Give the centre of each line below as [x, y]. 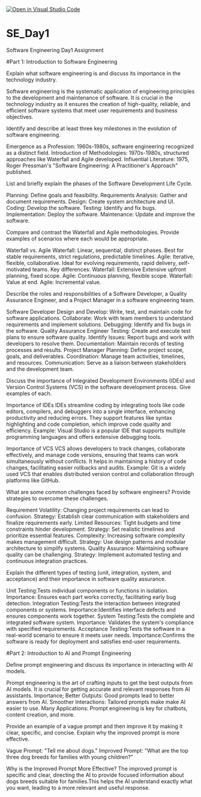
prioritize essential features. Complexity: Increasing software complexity [96, 535]
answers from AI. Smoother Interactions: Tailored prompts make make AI [96, 702]
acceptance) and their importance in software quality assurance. [86, 579]
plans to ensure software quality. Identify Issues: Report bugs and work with [100, 337]
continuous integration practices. [47, 561]
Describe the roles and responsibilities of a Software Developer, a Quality [97, 293]
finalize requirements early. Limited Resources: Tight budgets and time [94, 522]
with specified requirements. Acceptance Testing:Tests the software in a [96, 628]
